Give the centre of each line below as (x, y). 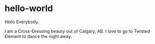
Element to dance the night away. (38, 36)
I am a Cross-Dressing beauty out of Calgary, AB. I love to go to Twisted (77, 31)
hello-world (29, 8)
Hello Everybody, (22, 22)
